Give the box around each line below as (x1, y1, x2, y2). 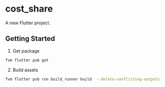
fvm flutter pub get (5, 58, 49, 63)
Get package (12, 48, 40, 54)
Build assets (12, 67, 39, 73)
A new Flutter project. (5, 20, 51, 26)
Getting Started (5, 34, 55, 43)
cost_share (5, 3, 53, 15)
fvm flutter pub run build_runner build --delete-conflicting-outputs (5, 76, 160, 81)
